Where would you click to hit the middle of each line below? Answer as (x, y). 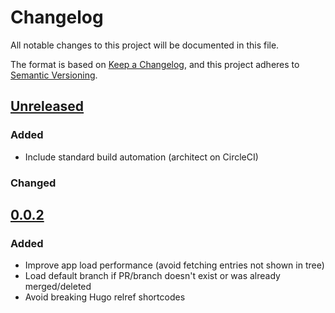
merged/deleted (58, 287)
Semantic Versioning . (54, 75)
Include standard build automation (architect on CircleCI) (141, 157)
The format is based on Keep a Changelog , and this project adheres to (155, 64)
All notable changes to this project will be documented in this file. (145, 45)
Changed (33, 183)
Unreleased (47, 106)
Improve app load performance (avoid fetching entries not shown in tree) (174, 265)
